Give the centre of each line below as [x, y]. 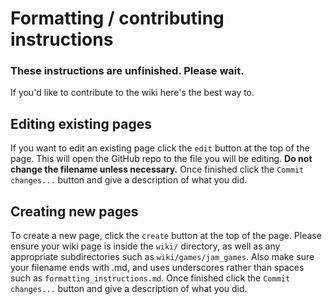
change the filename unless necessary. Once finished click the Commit [157, 169]
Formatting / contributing [117, 18]
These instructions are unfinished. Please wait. [127, 71]
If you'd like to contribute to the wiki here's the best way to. [132, 93]
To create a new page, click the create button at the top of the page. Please [166, 236]
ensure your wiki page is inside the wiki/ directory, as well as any [145, 246]
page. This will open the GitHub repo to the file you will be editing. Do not [161, 159]
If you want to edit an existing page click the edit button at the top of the [160, 148]
